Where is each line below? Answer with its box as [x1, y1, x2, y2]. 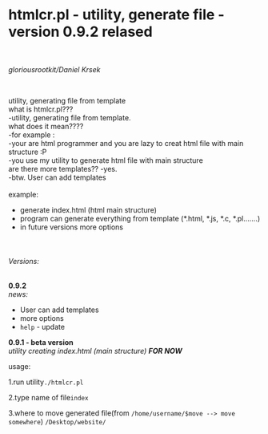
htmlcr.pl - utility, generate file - [8, 6, 226, 24]
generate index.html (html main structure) [19, 205, 158, 214]
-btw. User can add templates [8, 172, 106, 182]
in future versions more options [19, 222, 124, 232]
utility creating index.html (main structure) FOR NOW [8, 347, 182, 356]
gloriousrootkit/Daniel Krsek [8, 64, 101, 74]
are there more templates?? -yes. [8, 164, 118, 173]
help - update [19, 322, 66, 332]
